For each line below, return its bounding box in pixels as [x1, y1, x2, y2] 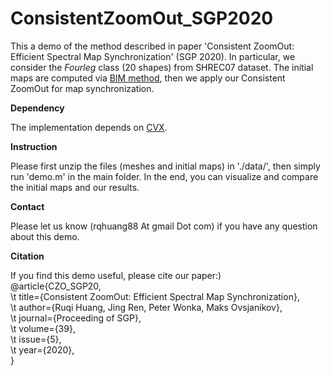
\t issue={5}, [10, 333, 62, 345]
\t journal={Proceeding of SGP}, [10, 312, 142, 324]
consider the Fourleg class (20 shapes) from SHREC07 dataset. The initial [10, 61, 314, 73]
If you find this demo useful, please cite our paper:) [10, 269, 222, 281]
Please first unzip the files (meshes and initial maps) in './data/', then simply [10, 160, 321, 172]
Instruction [10, 140, 58, 152]
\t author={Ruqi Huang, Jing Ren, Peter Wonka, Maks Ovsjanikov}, [10, 301, 283, 313]
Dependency [10, 102, 65, 114]
